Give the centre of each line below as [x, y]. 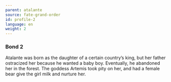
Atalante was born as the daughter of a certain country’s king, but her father [85, 58]
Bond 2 [14, 47]
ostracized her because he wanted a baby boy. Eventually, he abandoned [83, 63]
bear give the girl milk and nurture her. [46, 74]
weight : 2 [16, 29]
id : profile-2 [20, 19]
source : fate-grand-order [33, 15]
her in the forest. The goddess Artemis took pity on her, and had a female [83, 69]
